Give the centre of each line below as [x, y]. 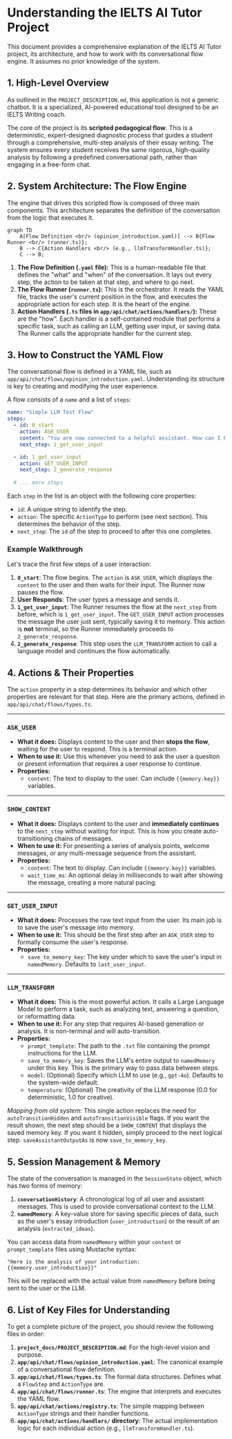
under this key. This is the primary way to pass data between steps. [123, 1068]
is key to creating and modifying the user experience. [83, 386]
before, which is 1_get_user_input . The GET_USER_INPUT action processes [120, 614]
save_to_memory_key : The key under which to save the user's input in [125, 957]
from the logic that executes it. [51, 217]
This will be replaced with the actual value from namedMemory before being [111, 1281]
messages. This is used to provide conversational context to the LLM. [116, 1207]
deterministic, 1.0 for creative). [71, 1098]
